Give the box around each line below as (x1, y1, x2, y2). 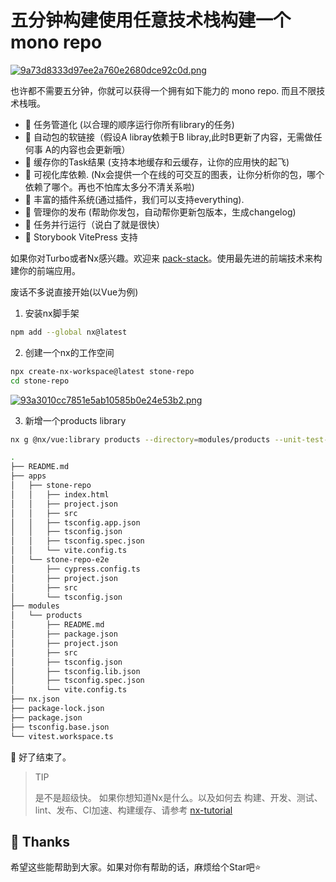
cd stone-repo (10, 376, 70, 386)
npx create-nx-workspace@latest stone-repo (10, 366, 195, 376)
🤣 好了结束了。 (10, 751, 72, 763)
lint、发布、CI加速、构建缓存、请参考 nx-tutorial (34, 804, 233, 816)
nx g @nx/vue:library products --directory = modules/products (10, 434, 271, 445)
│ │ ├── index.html (10, 489, 110, 500)
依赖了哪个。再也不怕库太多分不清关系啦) (24, 181, 195, 193)
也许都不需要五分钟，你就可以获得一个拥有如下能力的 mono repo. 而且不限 (10, 84, 317, 96)
